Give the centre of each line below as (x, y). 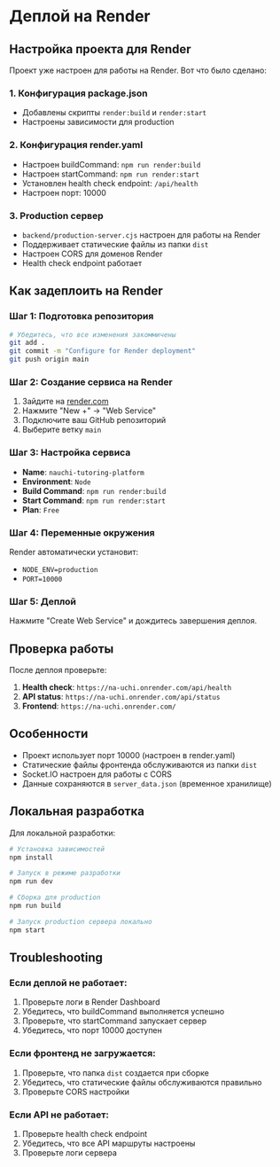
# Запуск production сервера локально (81, 921)
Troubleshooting (56, 958)
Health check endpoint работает (82, 262)
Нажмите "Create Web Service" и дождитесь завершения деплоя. (133, 621)
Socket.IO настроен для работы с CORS (97, 774)
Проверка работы (62, 649)
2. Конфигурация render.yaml (76, 145)
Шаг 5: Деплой (43, 601)
